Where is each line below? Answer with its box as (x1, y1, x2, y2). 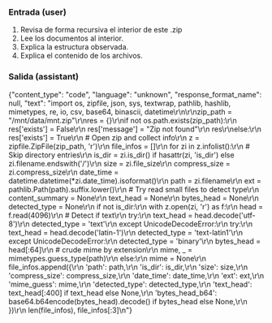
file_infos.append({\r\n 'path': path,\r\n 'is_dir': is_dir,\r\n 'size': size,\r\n (8, 262, 248, 272)
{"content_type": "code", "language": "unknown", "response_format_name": (8, 89, 262, 99)
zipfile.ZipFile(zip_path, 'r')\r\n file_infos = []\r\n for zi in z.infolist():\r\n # (8, 141, 250, 151)
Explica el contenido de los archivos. (19, 51, 144, 61)
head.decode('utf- (194, 210, 256, 220)
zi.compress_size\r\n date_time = (8, 167, 119, 177)
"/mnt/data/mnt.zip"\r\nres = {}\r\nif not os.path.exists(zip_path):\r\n (8, 115, 237, 125)
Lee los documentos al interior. (19, 33, 124, 43)
